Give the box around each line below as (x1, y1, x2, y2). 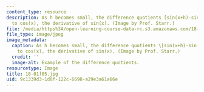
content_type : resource (6, 8, 67, 15)
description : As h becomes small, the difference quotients (6, 15, 162, 21)
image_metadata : (6, 37, 47, 43)
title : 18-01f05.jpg (6, 71, 59, 77)
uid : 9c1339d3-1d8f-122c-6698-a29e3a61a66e (6, 76, 118, 82)
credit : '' (12, 54, 39, 60)
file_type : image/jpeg (6, 31, 64, 38)
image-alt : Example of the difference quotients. (12, 59, 140, 65)
